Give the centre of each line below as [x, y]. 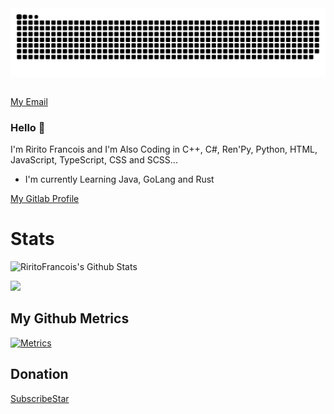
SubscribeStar [40, 398]
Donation [39, 374]
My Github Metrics [70, 318]
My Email [29, 101]
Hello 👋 [28, 127]
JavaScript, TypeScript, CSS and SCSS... [94, 160]
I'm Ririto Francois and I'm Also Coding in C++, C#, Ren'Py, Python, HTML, [164, 149]
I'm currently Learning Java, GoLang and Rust [119, 179]
